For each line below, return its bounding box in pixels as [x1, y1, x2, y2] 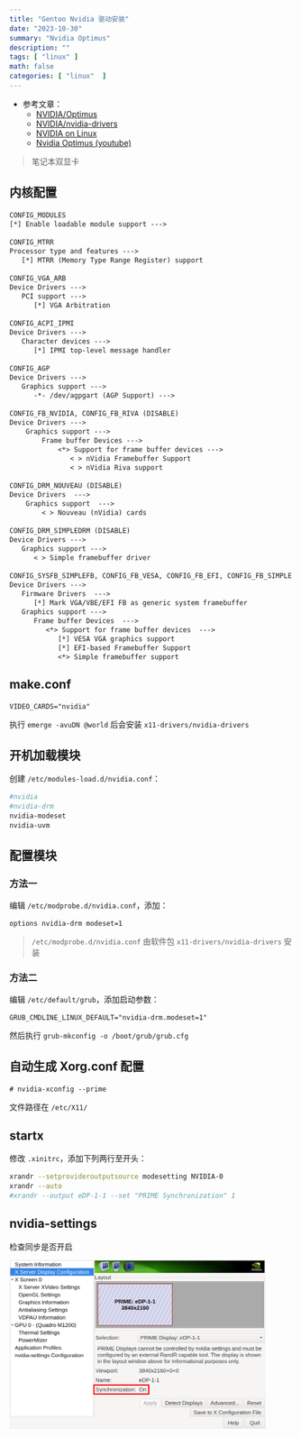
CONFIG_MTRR [9, 237, 54, 247]
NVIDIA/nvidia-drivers [35, 118, 118, 129]
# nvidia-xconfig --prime [9, 1085, 106, 1094]
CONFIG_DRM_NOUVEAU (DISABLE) [9, 481, 123, 490]
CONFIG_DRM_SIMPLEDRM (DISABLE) [9, 526, 131, 536]
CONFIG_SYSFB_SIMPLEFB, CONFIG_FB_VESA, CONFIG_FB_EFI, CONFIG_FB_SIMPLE [9, 571, 293, 581]
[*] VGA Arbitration [32, 300, 111, 310]
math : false [9, 62, 54, 71]
